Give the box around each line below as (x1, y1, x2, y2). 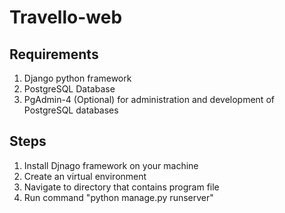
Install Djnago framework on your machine (23, 159, 199, 171)
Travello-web (9, 6, 123, 29)
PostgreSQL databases (23, 104, 119, 116)
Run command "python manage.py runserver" (23, 191, 214, 203)
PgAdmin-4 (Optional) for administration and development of (23, 94, 275, 105)
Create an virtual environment (23, 170, 147, 182)
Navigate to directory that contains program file (23, 181, 220, 193)
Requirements (9, 46, 99, 63)
